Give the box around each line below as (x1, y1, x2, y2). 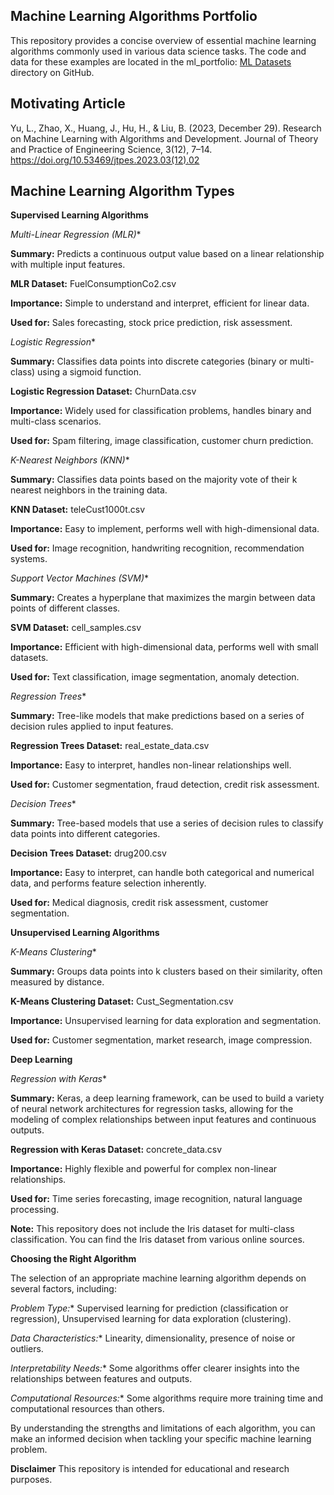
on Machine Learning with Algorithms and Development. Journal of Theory (10, 132, 319, 144)
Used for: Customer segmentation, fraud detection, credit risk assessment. (10, 779, 320, 791)
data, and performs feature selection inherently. (10, 877, 207, 889)
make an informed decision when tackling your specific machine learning (10, 1433, 312, 1445)
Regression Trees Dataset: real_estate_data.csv (10, 740, 210, 752)
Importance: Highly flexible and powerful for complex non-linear (10, 1163, 278, 1175)
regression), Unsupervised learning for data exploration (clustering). (10, 1313, 292, 1325)
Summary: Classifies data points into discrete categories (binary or (10, 355, 288, 368)
